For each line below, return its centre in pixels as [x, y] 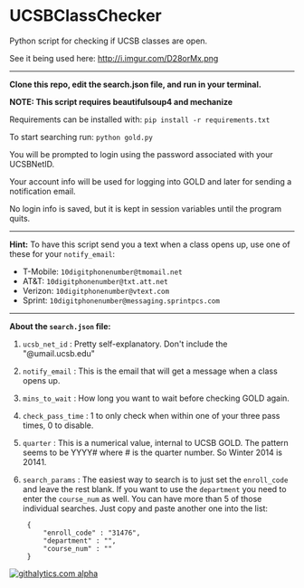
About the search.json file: [60, 326]
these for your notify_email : [62, 253]
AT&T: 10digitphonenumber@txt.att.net [95, 280]
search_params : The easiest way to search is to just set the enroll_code [155, 479]
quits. [20, 218]
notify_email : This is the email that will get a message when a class [150, 371]
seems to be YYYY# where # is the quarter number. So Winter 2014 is [152, 452]
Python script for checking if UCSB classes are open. [109, 41]
